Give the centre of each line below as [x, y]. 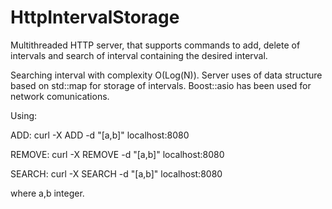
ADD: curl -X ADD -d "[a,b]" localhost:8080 [100, 135]
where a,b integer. [47, 193]
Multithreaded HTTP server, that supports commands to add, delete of [155, 45]
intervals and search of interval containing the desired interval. [139, 55]
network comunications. [60, 96]
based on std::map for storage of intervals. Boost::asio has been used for [161, 85]
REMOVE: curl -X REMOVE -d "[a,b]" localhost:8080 [117, 154]
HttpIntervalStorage [95, 17]
